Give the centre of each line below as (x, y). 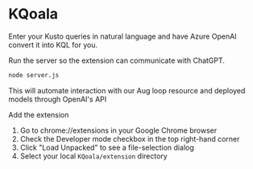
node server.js (34, 75)
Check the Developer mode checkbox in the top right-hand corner (130, 138)
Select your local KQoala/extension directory (93, 156)
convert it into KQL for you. (53, 44)
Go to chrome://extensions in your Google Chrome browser (118, 130)
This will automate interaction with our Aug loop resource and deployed (127, 90)
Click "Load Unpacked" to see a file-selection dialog (107, 147)
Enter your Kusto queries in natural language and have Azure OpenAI (122, 36)
